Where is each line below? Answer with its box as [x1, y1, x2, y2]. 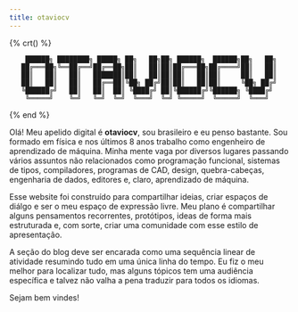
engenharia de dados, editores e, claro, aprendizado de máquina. [9, 174, 250, 185]
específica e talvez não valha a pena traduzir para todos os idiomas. [9, 275, 261, 285]
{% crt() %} [9, 37, 52, 48]
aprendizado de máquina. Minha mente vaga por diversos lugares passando [9, 145, 289, 156]
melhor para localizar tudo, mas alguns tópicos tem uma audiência [9, 265, 254, 276]
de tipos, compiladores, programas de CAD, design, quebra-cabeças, [9, 164, 265, 175]
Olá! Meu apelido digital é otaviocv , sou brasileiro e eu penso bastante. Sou [9, 127, 288, 137]
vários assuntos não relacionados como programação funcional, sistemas [9, 155, 281, 166]
